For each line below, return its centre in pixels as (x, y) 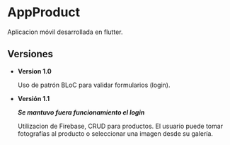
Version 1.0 (34, 71)
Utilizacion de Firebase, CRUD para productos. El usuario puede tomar (120, 126)
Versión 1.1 (34, 98)
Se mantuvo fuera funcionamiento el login (81, 112)
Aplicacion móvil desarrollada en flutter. (65, 32)
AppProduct (44, 12)
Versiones (30, 54)
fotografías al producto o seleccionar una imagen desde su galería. (115, 133)
